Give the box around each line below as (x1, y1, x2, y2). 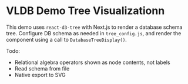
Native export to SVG (14, 71, 66, 78)
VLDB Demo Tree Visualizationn (6, 4, 165, 18)
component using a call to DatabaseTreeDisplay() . (6, 36, 127, 43)
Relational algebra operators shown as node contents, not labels (14, 59, 170, 66)
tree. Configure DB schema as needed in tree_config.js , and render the (6, 29, 182, 36)
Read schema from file (14, 65, 70, 72)
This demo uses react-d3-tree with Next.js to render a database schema (6, 23, 183, 31)
